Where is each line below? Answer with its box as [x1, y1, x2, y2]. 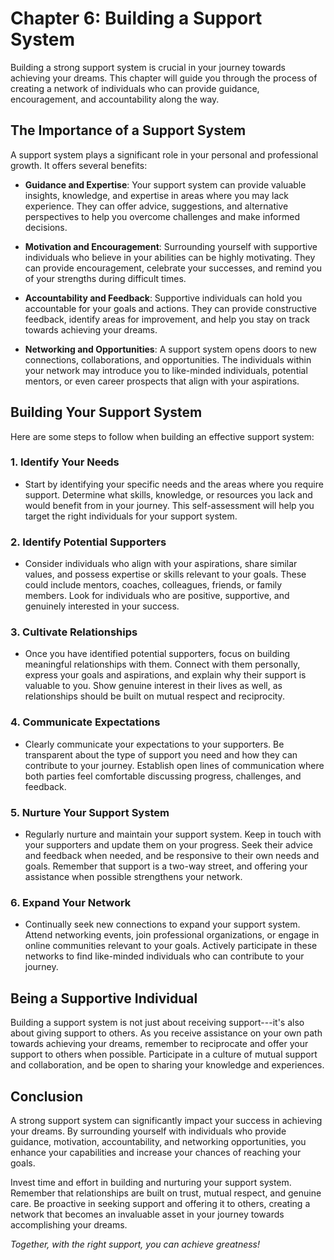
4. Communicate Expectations [10, 715, 161, 729]
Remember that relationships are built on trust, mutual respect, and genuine [10, 1187, 322, 1199]
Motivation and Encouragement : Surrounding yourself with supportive [24, 240, 318, 252]
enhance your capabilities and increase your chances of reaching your [10, 1146, 302, 1158]
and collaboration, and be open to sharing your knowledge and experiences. [10, 1059, 325, 1071]
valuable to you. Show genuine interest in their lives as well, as [24, 680, 283, 692]
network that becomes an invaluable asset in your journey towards [10, 1208, 285, 1220]
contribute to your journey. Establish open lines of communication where [24, 759, 325, 771]
